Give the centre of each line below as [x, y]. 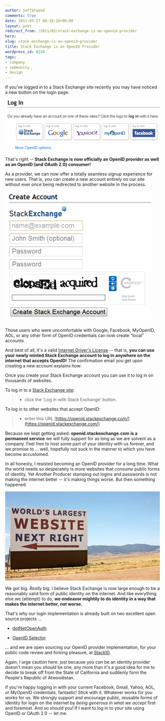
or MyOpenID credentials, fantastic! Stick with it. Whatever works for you [79, 692]
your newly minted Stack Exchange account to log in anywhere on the [78, 356]
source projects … [23, 618]
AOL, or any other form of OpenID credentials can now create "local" [75, 335]
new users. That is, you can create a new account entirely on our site [75, 179]
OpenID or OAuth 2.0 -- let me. [36, 713]
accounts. [15, 341]
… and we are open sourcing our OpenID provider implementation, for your [81, 647]
